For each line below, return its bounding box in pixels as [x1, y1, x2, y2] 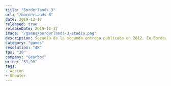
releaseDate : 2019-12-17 [5, 26, 58, 31]
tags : [5, 64, 17, 69]
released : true [5, 21, 38, 27]
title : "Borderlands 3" [5, 7, 56, 13]
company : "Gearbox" [5, 54, 47, 60]
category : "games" [5, 40, 44, 46]
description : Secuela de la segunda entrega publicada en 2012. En [5, 36, 152, 41]
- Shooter [5, 73, 26, 78]
